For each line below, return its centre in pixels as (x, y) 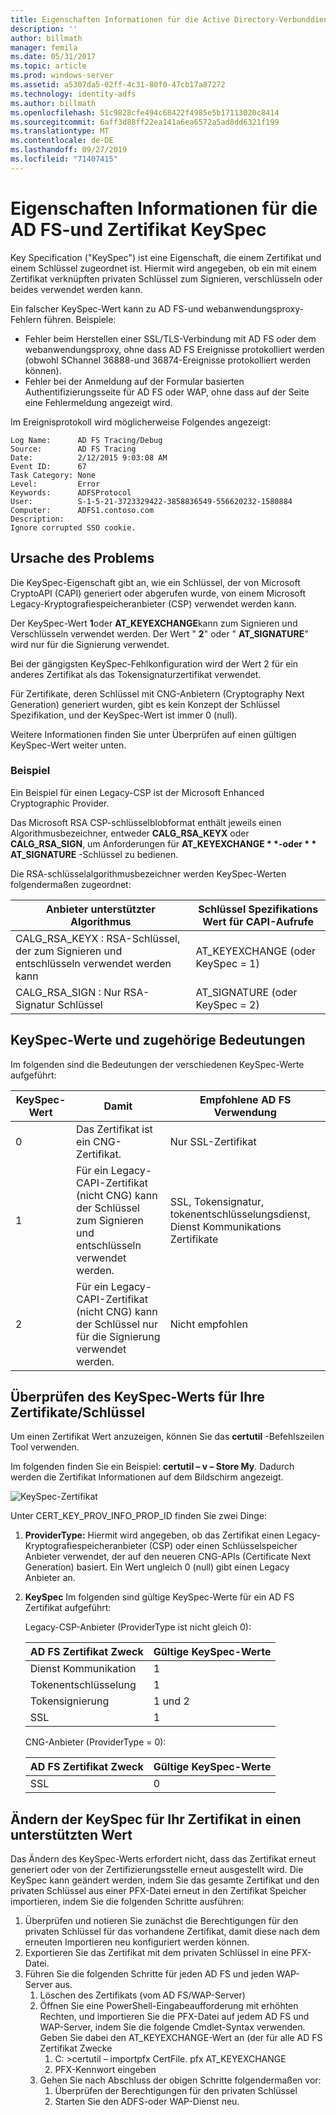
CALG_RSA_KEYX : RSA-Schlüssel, (98, 938)
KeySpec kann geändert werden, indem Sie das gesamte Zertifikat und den (165, 1880)
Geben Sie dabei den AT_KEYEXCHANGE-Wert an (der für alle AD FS (181, 2038)
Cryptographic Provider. (60, 803)
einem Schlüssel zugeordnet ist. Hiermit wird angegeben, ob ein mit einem (164, 268)
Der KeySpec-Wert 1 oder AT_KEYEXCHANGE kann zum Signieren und (154, 623)
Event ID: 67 (48, 466)
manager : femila (44, 47)
